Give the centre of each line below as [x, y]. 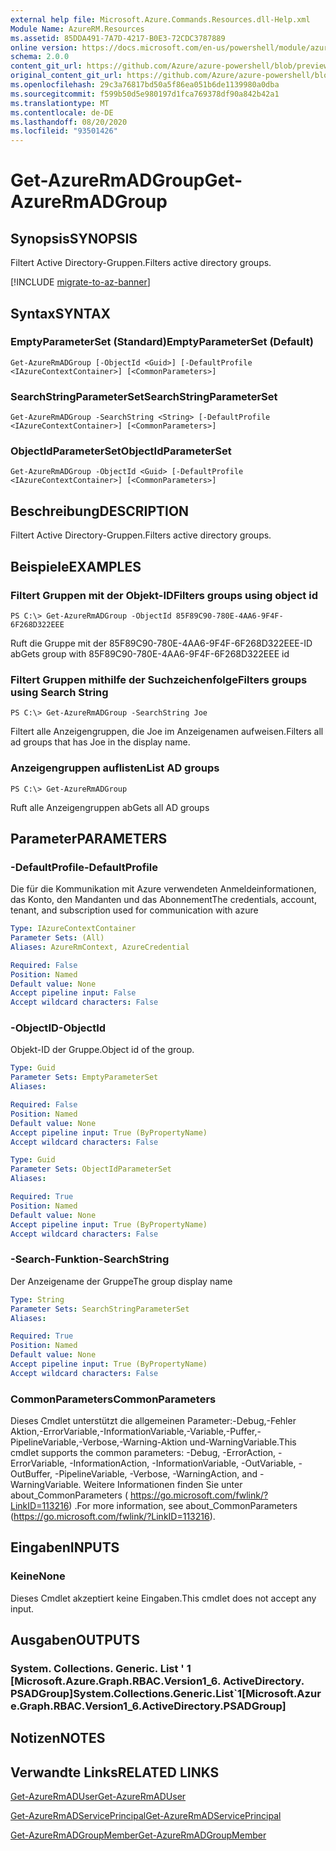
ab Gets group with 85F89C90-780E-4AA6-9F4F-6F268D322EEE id [150, 653]
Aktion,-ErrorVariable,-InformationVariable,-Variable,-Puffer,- [136, 1432]
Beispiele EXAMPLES [76, 566]
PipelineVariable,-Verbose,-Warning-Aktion [99, 1442]
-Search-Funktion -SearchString [90, 1259]
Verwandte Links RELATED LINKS [115, 1772]
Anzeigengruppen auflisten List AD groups [115, 768]
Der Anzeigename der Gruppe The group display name [121, 1281]
